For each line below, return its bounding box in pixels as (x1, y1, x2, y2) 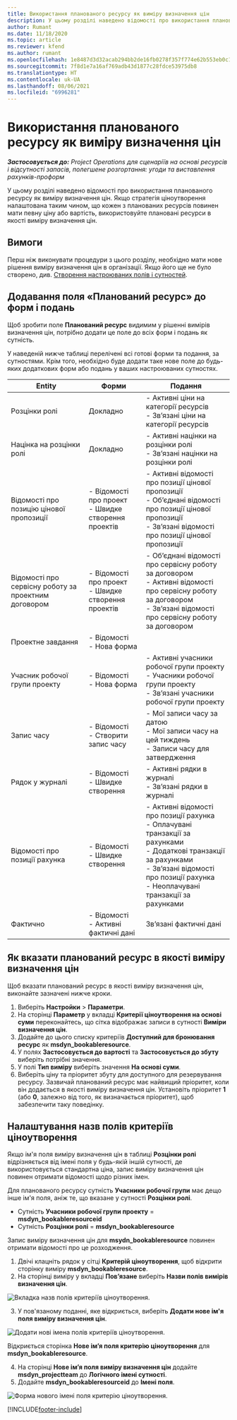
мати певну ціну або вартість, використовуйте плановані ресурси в (7, 209, 212, 217)
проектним (11, 590, 49, 600)
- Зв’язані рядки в (145, 781, 208, 791)
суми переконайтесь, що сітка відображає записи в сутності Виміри (17, 1017, 227, 1026)
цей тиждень (145, 735, 190, 745)
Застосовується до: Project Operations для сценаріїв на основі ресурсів (7, 158, 228, 166)
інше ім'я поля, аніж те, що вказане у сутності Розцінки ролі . (7, 1194, 193, 1202)
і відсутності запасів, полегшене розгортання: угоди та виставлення (7, 165, 215, 173)
